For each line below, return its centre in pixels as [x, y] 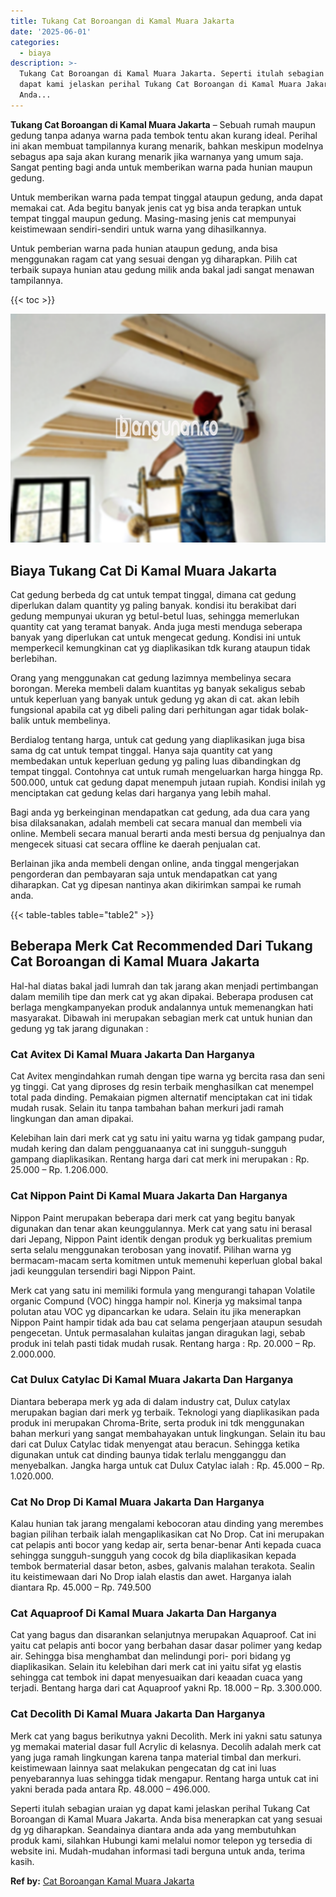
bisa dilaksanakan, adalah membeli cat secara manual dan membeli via [156, 823]
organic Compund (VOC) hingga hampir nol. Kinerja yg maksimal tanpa [156, 1301]
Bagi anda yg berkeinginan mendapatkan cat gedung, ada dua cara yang [160, 812]
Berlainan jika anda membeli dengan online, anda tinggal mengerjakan [155, 864]
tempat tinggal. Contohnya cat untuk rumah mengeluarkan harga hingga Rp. [167, 772]
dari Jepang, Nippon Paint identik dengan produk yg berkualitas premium [161, 1239]
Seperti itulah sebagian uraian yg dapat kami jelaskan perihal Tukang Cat [160, 1808]
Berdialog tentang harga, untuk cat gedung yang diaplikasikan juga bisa [158, 740]
